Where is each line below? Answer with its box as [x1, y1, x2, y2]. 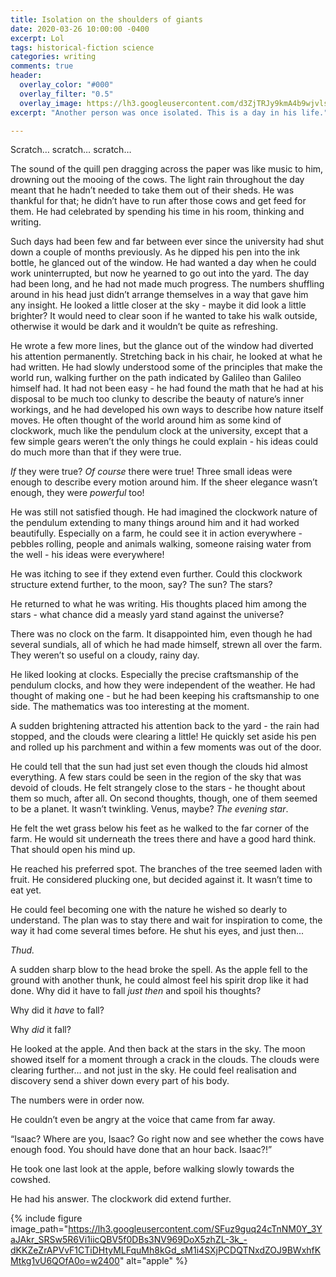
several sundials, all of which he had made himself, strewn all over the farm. [10, 639, 323, 651]
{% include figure [10, 1212, 83, 1225]
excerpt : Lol [10, 33, 65, 43]
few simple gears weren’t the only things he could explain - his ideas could [10, 436, 319, 448]
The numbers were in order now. [10, 1094, 145, 1106]
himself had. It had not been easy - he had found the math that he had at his [10, 382, 324, 395]
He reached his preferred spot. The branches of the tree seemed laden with [10, 863, 323, 875]
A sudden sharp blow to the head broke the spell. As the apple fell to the [10, 964, 308, 976]
